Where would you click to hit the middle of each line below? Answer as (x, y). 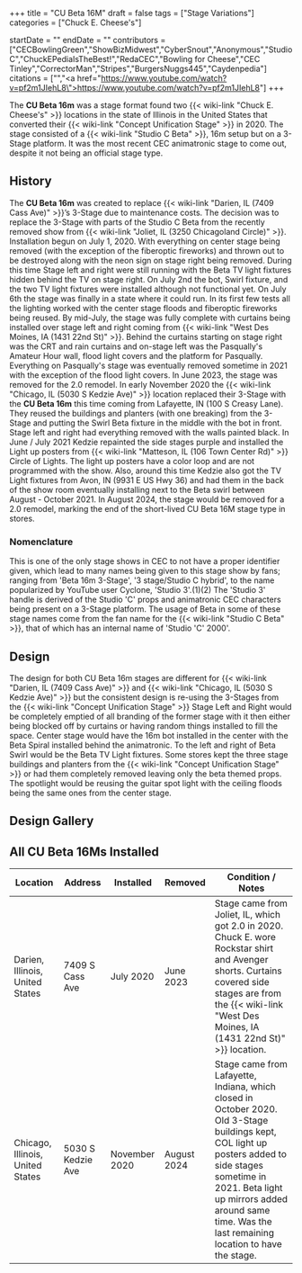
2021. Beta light (249, 1188)
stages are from (248, 993)
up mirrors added (251, 1199)
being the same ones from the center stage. (91, 793)
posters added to (251, 1154)
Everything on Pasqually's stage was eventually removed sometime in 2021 (148, 365)
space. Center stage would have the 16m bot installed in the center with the (149, 735)
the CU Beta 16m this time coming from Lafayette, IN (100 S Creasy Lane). (147, 403)
